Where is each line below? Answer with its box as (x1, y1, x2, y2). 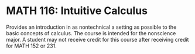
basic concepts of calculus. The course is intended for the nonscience (6, 29, 176, 36)
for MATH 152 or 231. (6, 42, 57, 49)
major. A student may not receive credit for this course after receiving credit (6, 36, 189, 43)
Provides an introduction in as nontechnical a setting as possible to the (6, 23, 177, 31)
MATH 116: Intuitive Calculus (6, 4, 148, 18)
